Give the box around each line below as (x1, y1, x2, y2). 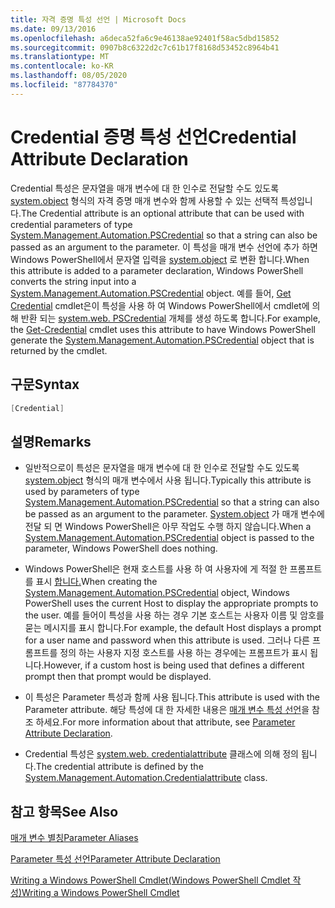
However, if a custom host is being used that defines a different (43, 659, 305, 671)
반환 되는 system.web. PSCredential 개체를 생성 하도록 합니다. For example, (20, 312, 321, 324)
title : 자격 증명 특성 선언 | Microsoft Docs (10, 14, 187, 25)
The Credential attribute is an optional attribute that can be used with (20, 207, 305, 219)
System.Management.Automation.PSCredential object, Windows (24, 587, 290, 599)
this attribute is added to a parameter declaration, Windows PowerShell (10, 264, 304, 276)
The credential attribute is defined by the (35, 761, 204, 773)
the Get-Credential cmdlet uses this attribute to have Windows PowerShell (10, 323, 316, 335)
